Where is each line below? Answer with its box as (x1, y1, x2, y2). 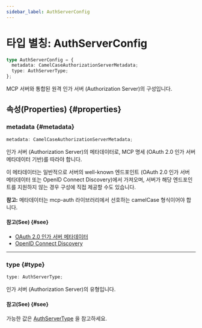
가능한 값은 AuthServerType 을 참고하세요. (6, 315, 107, 322)
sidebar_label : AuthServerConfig (6, 8, 90, 15)
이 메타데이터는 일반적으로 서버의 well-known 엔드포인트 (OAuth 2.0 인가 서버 (6, 168, 191, 175)
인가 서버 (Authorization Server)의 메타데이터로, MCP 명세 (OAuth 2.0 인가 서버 (6, 148, 196, 155)
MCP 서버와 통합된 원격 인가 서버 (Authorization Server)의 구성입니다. (6, 85, 173, 93)
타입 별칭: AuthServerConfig (6, 37, 147, 50)
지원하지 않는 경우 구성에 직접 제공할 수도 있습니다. (17, 183, 136, 190)
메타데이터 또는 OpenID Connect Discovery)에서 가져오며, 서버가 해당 (6, 175, 173, 183)
